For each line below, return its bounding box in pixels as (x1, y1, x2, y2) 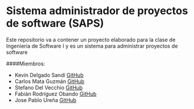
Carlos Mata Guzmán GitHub (14, 78, 84, 85)
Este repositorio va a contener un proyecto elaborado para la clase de (6, 36, 176, 43)
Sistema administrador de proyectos (6, 4, 189, 18)
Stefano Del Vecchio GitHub (14, 84, 83, 91)
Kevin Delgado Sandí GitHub (14, 71, 84, 78)
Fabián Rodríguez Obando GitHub (14, 90, 97, 97)
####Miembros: (6, 60, 45, 67)
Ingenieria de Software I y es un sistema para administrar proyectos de (6, 42, 178, 49)
